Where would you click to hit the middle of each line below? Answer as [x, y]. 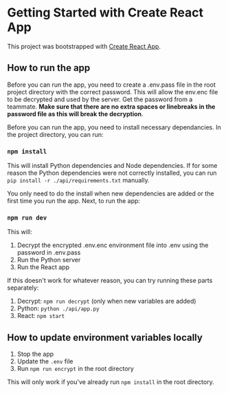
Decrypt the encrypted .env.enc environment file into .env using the [113, 245]
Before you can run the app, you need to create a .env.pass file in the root [112, 85]
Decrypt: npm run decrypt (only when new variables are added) [107, 301]
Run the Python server [49, 260]
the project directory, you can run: [56, 134]
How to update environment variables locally [105, 338]
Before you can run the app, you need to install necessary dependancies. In [114, 127]
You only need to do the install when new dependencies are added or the [111, 193]
